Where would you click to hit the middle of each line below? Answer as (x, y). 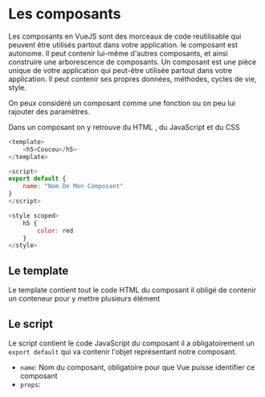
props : (30, 384)
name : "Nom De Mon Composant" (73, 186)
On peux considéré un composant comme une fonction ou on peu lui (122, 103)
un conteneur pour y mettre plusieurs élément (84, 299)
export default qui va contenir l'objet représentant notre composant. (122, 351)
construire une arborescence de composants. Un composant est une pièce (132, 62)
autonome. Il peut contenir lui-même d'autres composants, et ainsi (118, 53)
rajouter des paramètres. (49, 111)
